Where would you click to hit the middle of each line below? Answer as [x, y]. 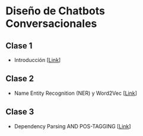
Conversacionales [51, 24]
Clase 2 [20, 79]
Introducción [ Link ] [37, 60]
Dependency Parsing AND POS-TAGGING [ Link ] [72, 126]
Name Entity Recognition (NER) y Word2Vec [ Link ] [76, 93]
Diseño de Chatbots [55, 11]
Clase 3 [20, 112]
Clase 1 [19, 46]
